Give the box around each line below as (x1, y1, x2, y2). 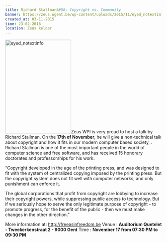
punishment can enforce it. (5, 181, 61, 187)
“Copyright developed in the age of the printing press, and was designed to (5, 165, 160, 171)
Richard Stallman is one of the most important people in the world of (5, 145, 145, 151)
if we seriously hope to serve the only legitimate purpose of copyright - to (5, 201, 157, 207)
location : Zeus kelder (5, 26, 52, 31)
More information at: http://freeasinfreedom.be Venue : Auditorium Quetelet (5, 222, 162, 228)
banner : (5, 12, 21, 17)
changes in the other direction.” (5, 212, 70, 218)
